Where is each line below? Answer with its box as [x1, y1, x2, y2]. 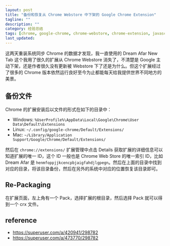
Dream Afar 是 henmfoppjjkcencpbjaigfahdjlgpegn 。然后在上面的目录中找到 [5, 159, 162, 165]
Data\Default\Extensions [12, 122, 65, 127]
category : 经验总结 [5, 26, 44, 31]
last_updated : [5, 36, 35, 41]
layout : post [5, 7, 33, 13]
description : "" [5, 21, 39, 27]
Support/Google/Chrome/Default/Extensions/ [12, 137, 106, 142]
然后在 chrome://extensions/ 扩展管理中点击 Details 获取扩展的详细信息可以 [5, 147, 163, 153]
